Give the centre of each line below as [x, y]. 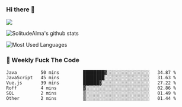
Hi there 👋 [21, 9]
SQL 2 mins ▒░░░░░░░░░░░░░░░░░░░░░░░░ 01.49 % [91, 93]
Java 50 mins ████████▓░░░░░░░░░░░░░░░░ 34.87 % [91, 72]
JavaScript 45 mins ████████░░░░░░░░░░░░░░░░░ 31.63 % [91, 77]
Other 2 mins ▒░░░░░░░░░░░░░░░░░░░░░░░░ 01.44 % [91, 98]
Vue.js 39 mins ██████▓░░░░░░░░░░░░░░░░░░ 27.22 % [91, 83]
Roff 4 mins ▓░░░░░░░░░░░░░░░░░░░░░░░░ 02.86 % [91, 88]
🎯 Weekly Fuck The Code [43, 60]
